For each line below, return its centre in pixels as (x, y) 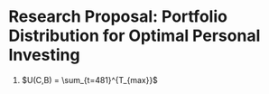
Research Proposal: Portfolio (118, 17)
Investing (44, 55)
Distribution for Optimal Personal (134, 36)
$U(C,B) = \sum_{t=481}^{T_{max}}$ (90, 80)
